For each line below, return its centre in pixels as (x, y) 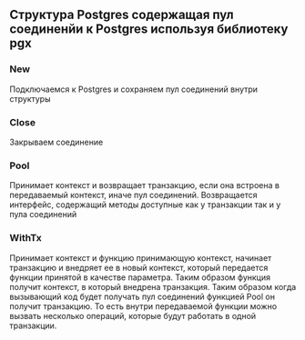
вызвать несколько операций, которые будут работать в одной (133, 315)
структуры (30, 98)
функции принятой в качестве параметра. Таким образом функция (140, 277)
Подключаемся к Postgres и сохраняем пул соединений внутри (133, 89)
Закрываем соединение (56, 142)
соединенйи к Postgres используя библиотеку (149, 30)
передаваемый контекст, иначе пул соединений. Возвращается (133, 195)
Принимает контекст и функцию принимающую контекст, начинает (141, 257)
